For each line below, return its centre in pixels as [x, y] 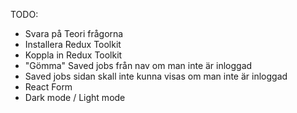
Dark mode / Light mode [75, 97]
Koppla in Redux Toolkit [73, 55]
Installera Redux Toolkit [73, 44]
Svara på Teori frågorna [74, 33]
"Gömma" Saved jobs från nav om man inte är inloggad [138, 65]
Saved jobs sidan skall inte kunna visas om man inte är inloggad [156, 76]
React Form [48, 87]
